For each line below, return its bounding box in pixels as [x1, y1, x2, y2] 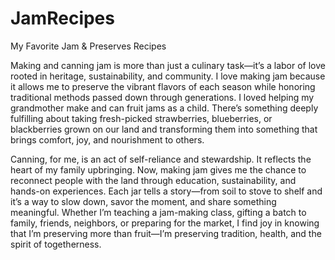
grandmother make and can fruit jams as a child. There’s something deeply [10, 102, 319, 114]
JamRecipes [10, 7, 115, 30]
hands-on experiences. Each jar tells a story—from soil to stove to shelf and [10, 185, 323, 197]
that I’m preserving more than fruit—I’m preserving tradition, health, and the [10, 227, 322, 239]
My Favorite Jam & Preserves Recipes [10, 40, 167, 52]
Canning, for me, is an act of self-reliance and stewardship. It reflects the [10, 153, 312, 165]
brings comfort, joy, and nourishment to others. [10, 133, 205, 146]
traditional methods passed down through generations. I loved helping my [10, 91, 315, 103]
